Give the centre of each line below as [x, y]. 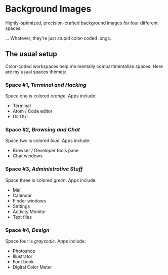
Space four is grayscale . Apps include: [46, 241]
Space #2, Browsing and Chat [43, 129]
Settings [21, 206]
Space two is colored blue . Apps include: [48, 141]
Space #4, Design [27, 230]
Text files [22, 217]
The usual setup [31, 54]
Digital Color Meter [32, 267]
